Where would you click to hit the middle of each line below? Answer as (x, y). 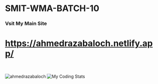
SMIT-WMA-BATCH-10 (52, 8)
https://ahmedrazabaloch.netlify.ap (79, 43)
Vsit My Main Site (26, 24)
